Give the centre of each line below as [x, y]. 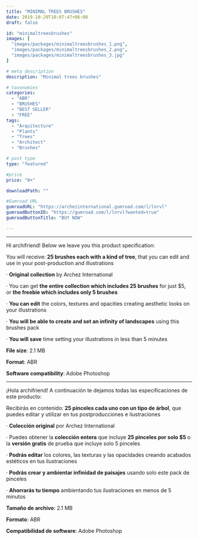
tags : [13, 120]
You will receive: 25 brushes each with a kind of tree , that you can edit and [98, 257]
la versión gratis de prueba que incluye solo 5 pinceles [73, 443]
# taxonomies [22, 87]
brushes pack [23, 328]
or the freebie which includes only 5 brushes [62, 292]
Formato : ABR [23, 519]
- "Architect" [29, 142]
